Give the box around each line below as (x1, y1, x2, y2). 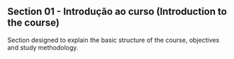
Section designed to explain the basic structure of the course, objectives (7, 36, 220, 44)
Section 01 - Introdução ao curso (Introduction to (7, 6, 227, 18)
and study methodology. (7, 43, 79, 52)
